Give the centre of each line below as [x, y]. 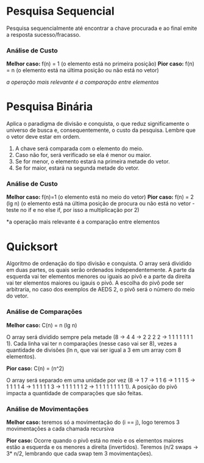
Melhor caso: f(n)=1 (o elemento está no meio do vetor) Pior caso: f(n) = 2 [100, 197]
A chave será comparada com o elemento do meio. [79, 148]
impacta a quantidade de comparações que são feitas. [75, 393]
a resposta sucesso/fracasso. [44, 34]
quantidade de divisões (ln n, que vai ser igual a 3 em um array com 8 [94, 350]
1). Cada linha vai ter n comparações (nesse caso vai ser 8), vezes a [92, 343]
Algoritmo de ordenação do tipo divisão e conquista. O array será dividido [99, 263]
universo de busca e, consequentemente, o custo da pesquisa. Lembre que [101, 130]
